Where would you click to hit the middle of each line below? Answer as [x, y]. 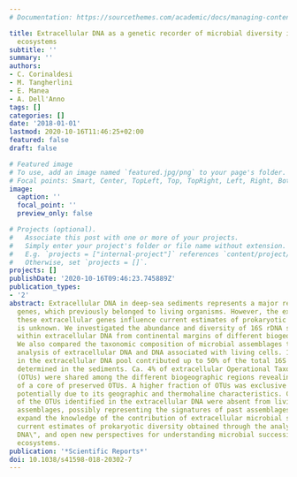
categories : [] [37, 116]
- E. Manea [29, 91]
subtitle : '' [33, 49]
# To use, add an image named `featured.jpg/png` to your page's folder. [148, 172]
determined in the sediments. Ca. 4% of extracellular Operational [144, 369]
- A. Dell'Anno [37, 99]
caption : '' [39, 197]
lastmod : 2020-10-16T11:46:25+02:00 [76, 132]
